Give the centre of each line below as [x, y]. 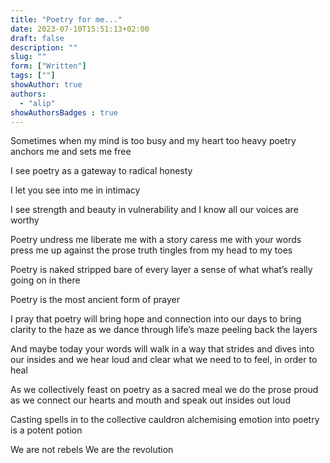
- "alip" [37, 103]
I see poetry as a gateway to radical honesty [101, 171]
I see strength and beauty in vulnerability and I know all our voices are [154, 210]
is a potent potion [46, 430]
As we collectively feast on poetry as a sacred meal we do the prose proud [164, 390]
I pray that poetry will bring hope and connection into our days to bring [156, 319]
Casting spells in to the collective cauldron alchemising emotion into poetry [165, 420]
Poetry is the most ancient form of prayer [95, 300]
